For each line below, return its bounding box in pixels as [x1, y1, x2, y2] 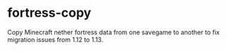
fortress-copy [7, 5, 92, 21]
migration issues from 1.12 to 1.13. [7, 35, 104, 43]
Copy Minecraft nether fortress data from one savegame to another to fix [7, 28, 220, 36]
